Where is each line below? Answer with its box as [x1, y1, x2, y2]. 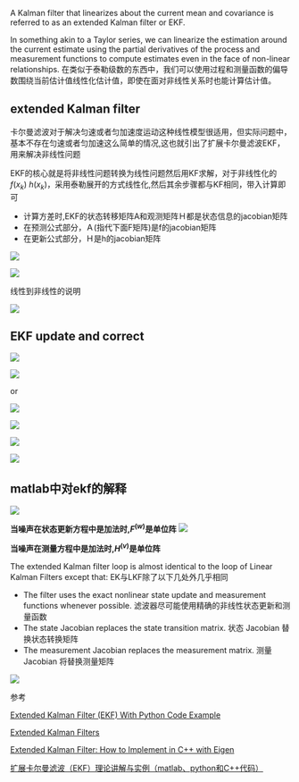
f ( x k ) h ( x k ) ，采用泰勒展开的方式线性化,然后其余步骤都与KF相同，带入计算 [10, 179, 278, 191]
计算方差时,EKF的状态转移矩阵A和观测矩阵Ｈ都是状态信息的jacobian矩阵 [22, 210, 288, 222]
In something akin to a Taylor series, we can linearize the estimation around [10, 35, 288, 45]
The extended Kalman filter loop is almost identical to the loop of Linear [10, 560, 273, 571]
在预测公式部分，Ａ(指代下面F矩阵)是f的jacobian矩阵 [22, 222, 217, 232]
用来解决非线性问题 [10, 148, 81, 159]
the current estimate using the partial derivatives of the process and [10, 44, 261, 55]
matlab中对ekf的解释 [10, 481, 128, 496]
